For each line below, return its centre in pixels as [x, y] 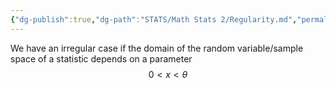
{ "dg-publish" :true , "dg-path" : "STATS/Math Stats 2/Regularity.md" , [154, 19]
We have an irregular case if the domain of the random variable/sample [157, 48]
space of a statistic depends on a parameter [101, 58]
